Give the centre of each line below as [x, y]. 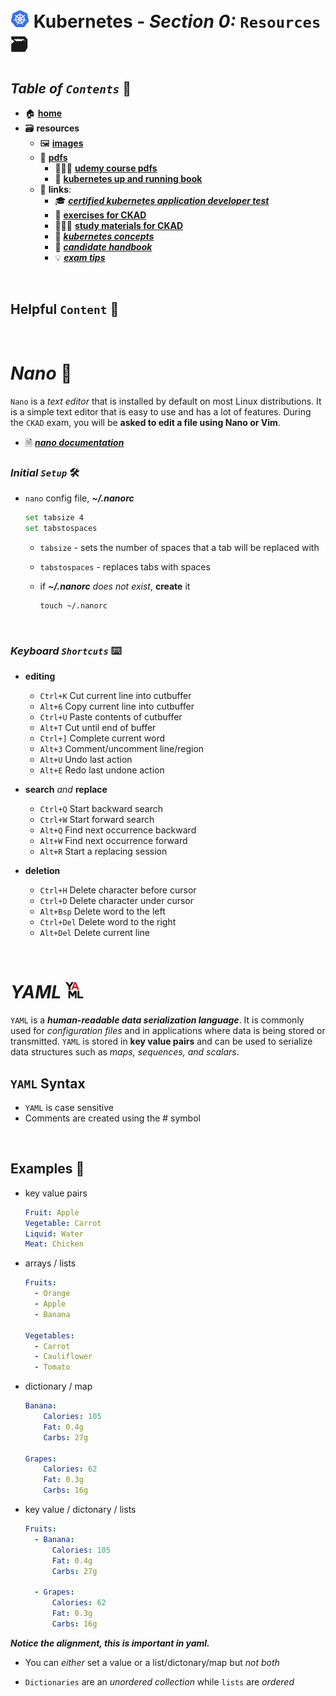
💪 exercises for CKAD [100, 215]
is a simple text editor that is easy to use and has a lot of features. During [161, 411]
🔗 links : [55, 190]
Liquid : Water [54, 1234]
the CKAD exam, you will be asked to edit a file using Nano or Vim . [145, 422]
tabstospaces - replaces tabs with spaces [125, 566]
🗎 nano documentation [74, 442]
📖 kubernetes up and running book [128, 179]
